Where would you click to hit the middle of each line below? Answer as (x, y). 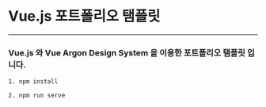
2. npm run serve (37, 96)
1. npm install (33, 82)
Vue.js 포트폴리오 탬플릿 (84, 16)
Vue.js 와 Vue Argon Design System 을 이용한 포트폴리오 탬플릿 (127, 52)
